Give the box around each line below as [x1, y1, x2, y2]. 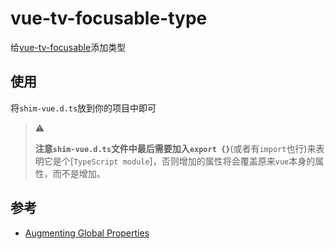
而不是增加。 [52, 167, 106, 179]
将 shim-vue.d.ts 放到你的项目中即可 [10, 102, 157, 114]
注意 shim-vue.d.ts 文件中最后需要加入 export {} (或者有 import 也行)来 [34, 142, 317, 154]
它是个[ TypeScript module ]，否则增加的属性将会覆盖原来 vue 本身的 [43, 155, 316, 167]
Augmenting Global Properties [24, 227, 150, 239]
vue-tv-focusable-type [10, 7, 208, 30]
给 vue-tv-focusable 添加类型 [10, 41, 127, 53]
